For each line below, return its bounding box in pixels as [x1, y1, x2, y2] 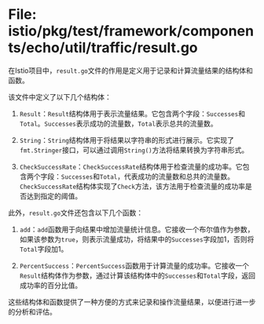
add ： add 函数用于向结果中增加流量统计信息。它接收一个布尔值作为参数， [19, 224, 255, 234]
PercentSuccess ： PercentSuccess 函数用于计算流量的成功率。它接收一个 [19, 260, 250, 270]
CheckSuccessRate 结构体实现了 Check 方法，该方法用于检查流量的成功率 [19, 181, 246, 191]
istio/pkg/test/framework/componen [8, 22, 254, 40]
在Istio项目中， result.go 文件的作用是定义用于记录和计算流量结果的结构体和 [8, 65, 253, 75]
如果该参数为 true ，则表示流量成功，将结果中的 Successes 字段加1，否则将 [19, 234, 255, 244]
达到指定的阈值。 [26, 191, 82, 201]
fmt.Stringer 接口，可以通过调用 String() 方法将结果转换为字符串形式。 [19, 145, 249, 155]
